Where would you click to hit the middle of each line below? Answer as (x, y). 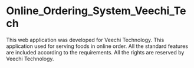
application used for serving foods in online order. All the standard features (97, 46)
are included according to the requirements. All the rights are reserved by (95, 52)
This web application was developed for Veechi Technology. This (85, 40)
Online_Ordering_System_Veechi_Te (96, 11)
